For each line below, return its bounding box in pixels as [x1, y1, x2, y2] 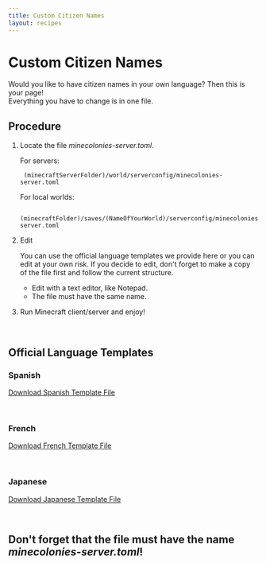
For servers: [19, 156, 60, 165]
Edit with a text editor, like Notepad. [31, 283, 148, 293]
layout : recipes [8, 19, 62, 27]
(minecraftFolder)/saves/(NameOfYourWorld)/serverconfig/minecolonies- [19, 215, 262, 223]
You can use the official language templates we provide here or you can [19, 251, 256, 261]
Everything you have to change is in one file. [8, 96, 153, 106]
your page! [8, 88, 44, 98]
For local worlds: [19, 193, 75, 202]
